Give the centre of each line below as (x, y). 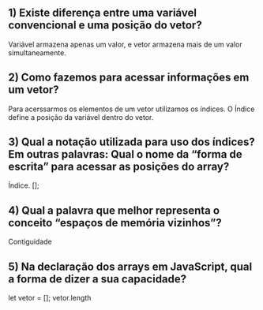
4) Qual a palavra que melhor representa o (114, 210)
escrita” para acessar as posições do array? (119, 167)
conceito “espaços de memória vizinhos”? (115, 223)
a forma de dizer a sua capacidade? (98, 279)
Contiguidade (30, 242)
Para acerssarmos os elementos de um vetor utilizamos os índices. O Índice (131, 109)
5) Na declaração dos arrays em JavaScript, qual (130, 266)
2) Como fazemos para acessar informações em (129, 78)
